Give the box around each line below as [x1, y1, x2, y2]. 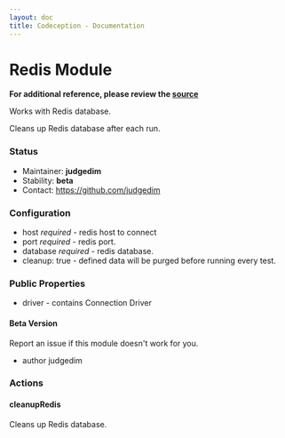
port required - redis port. [21, 236, 116, 247]
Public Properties [9, 277, 86, 290]
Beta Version [9, 317, 58, 329]
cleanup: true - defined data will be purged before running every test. [21, 255, 277, 267]
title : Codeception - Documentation [9, 21, 145, 30]
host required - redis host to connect [21, 227, 157, 238]
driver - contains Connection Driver [21, 298, 153, 308]
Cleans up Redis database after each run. [9, 123, 162, 134]
